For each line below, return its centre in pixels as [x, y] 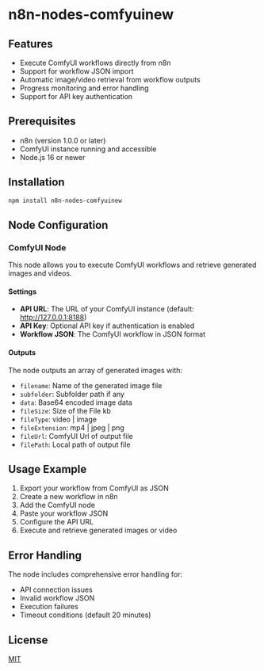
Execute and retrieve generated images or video [98, 530]
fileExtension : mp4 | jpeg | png [72, 427]
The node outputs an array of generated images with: [96, 370]
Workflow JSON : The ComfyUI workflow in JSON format [113, 334]
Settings [23, 292]
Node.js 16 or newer [52, 157]
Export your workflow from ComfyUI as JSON [94, 488]
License [28, 640]
